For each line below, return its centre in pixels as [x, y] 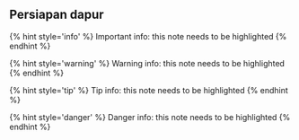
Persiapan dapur [57, 15]
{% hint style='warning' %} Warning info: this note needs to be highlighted [147, 63]
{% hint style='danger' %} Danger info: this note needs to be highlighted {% [150, 117]
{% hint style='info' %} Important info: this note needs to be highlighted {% [148, 36]
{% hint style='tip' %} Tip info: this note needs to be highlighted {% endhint [149, 90]
